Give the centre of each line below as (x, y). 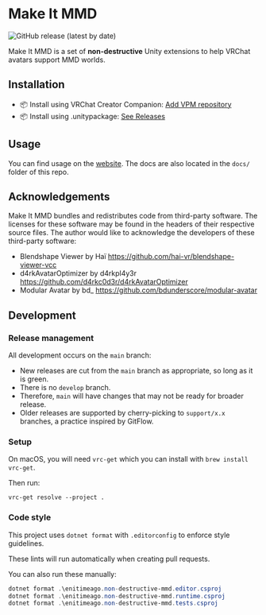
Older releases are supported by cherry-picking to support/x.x (122, 413)
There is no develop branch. (65, 388)
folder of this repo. (39, 172)
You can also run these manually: (62, 574)
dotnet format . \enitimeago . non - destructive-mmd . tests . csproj (113, 603)
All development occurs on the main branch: (80, 355)
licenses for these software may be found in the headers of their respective (131, 224)
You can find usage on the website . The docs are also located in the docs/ (129, 163)
